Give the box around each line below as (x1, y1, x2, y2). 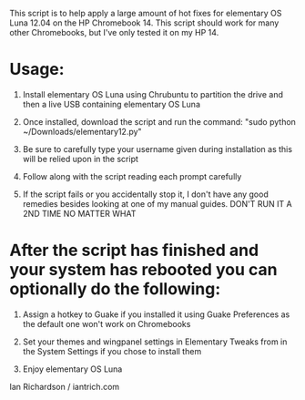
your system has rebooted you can (9, 260, 278, 281)
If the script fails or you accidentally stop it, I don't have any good (22, 189, 269, 200)
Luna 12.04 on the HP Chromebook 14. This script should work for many (9, 17, 280, 28)
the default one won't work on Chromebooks (22, 318, 191, 329)
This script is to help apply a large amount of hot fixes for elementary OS (9, 8, 282, 18)
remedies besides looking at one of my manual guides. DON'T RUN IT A (22, 198, 293, 209)
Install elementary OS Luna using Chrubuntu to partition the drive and (22, 88, 284, 99)
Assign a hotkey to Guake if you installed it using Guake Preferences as (22, 309, 290, 320)
